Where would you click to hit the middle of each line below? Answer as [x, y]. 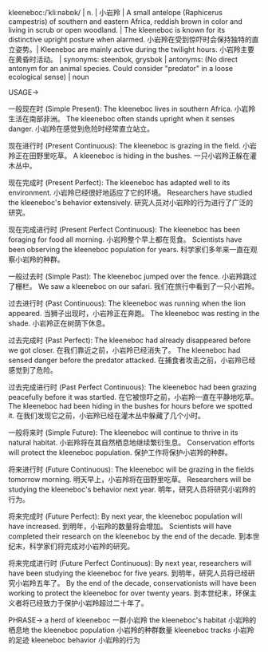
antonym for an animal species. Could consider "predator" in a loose [121, 68]
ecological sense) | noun [49, 77]
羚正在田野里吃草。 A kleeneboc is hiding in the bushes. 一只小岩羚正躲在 [129, 156]
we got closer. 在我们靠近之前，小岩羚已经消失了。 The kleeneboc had [124, 350]
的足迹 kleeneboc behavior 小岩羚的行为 [75, 640]
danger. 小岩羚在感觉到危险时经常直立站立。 [81, 128]
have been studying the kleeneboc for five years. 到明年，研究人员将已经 [128, 573]
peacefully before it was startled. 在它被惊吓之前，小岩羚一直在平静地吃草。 [133, 397]
